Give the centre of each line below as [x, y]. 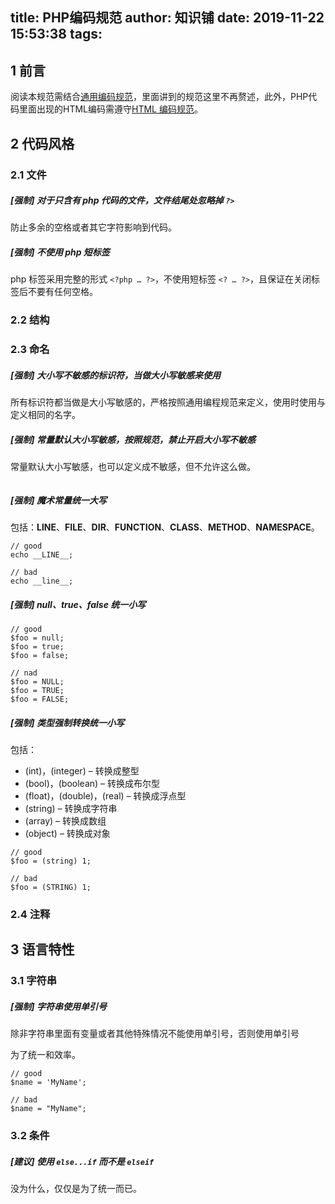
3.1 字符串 [34, 981]
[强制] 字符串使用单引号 [58, 1006]
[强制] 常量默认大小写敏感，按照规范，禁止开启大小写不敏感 [133, 439]
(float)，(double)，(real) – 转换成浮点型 [105, 796]
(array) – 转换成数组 [65, 821]
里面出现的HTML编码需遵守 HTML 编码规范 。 [110, 109]
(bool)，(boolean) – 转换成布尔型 [92, 784]
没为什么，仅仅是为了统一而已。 [76, 1189]
